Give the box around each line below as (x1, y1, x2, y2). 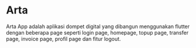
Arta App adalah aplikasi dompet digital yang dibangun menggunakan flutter (6, 23, 190, 30)
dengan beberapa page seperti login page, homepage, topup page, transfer (6, 29, 189, 36)
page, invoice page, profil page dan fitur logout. (6, 35, 121, 42)
